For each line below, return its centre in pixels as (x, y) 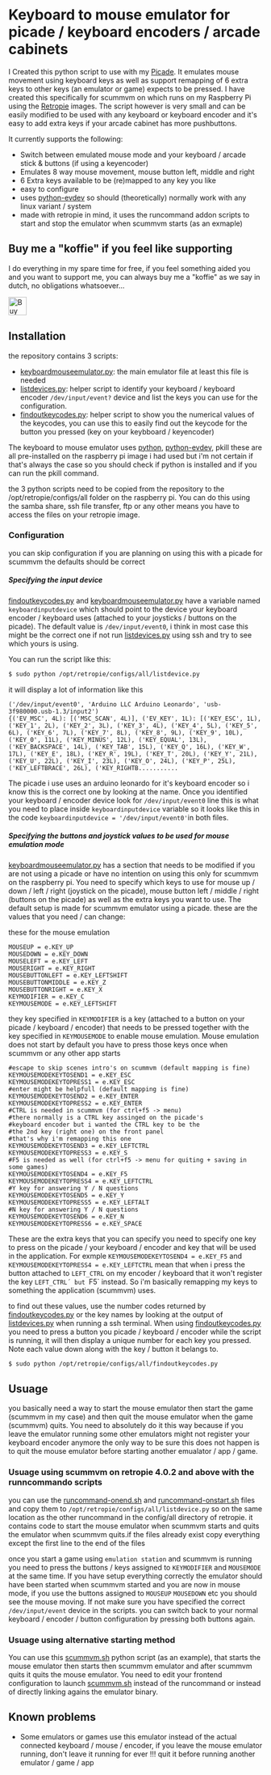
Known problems (52, 1717)
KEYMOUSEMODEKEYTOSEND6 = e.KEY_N (67, 1216)
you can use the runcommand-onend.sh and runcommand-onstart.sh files (132, 1500)
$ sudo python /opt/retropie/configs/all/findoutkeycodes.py (113, 1364)
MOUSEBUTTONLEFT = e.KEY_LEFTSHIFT (68, 975)
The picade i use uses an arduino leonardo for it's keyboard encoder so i (129, 783)
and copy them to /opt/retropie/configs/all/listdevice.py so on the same (135, 1508)
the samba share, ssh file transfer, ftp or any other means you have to (124, 506)
